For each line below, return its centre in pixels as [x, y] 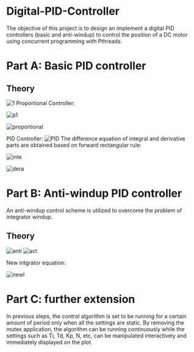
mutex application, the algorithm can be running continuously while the [95, 329]
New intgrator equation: [36, 262]
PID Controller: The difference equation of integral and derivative [96, 138]
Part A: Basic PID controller [76, 66]
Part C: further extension [71, 299]
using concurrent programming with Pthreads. [64, 41]
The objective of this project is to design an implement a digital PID [91, 28]
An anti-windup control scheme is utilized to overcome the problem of [94, 210]
